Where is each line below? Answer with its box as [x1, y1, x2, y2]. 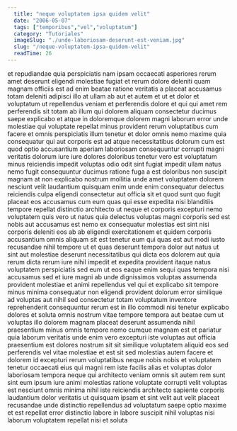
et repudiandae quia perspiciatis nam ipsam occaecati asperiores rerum [7, 69, 217, 78]
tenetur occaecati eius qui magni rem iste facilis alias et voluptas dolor [7, 363, 212, 371]
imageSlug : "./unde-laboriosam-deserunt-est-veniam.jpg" [13, 37, 185, 44]
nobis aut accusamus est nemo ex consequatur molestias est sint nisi [7, 220, 210, 228]
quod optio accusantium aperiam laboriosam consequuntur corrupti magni [7, 145, 224, 153]
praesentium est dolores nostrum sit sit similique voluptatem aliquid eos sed [7, 340, 229, 349]
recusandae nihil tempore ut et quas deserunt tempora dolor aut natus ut [7, 242, 219, 251]
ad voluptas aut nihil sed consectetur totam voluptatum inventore [7, 295, 197, 303]
